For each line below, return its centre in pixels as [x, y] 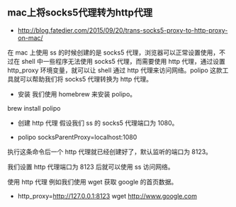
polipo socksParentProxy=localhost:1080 [77, 137]
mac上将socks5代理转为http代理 [80, 13]
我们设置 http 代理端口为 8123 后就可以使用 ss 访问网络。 [91, 167]
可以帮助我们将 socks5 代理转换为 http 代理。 [86, 79]
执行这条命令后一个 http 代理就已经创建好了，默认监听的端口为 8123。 [110, 152]
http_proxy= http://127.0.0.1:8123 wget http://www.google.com [107, 196]
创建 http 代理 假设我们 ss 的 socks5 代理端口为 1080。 [98, 123]
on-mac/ [30, 38]
